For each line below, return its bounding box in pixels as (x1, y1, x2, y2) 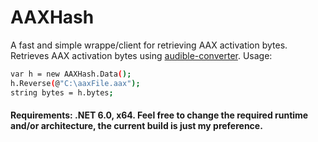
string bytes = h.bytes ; (10, 87, 114, 98)
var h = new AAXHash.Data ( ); (10, 69, 132, 79)
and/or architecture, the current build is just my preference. (10, 120, 263, 132)
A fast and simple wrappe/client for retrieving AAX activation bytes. (10, 39, 288, 51)
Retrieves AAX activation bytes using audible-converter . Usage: (10, 49, 273, 61)
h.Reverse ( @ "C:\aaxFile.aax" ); (10, 78, 141, 88)
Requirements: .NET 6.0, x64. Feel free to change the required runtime (10, 109, 309, 121)
